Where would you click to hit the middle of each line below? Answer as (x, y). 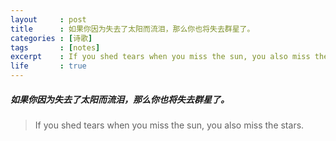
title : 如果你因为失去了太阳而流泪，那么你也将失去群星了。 (132, 29)
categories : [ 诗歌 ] (51, 38)
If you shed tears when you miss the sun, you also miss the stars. (169, 125)
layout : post (48, 19)
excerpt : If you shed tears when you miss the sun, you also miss (160, 57)
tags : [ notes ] (55, 47)
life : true (48, 66)
